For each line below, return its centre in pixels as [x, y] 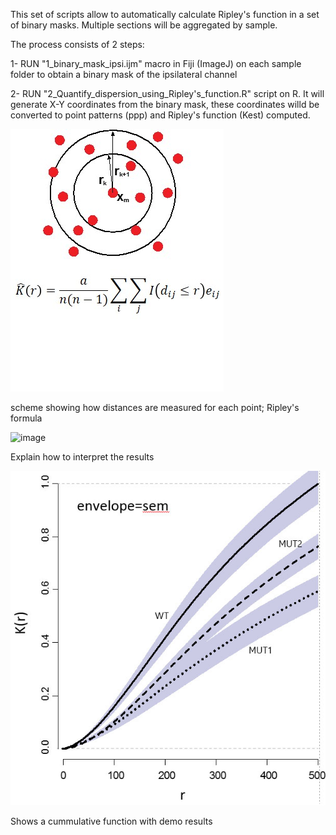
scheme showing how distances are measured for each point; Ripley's [155, 407]
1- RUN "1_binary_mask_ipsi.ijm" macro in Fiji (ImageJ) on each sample [156, 63]
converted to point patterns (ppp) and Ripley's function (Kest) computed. [160, 115]
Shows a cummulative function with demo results [111, 821]
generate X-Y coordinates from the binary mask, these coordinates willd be [165, 104]
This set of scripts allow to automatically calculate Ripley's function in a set [165, 14]
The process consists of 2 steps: [77, 44]
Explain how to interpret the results [82, 457]
